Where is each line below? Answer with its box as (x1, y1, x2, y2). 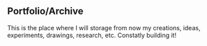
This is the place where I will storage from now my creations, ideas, (7, 23, 201, 32)
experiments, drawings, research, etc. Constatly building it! (7, 31, 176, 39)
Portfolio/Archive (7, 5, 84, 17)
